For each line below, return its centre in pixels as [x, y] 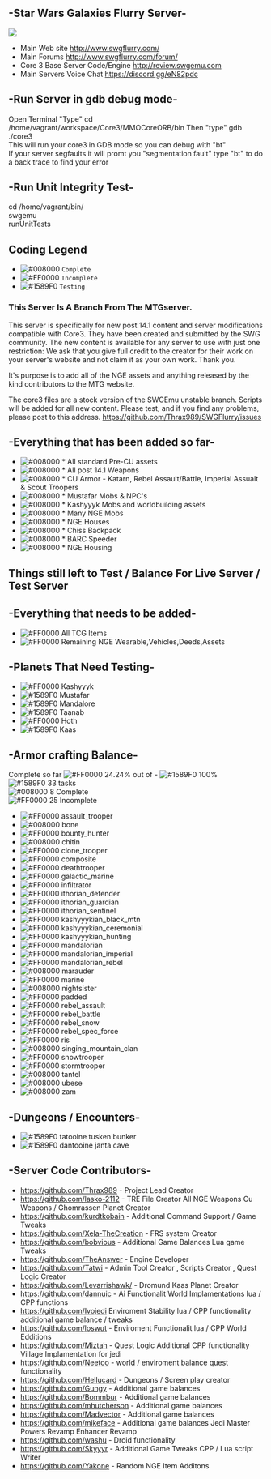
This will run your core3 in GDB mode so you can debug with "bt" [117, 144]
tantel [71, 1075]
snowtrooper [83, 1058]
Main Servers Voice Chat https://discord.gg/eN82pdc [109, 74]
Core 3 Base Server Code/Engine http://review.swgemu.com [121, 65]
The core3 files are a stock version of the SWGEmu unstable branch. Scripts [135, 400]
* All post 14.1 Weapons [101, 470]
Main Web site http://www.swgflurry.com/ [90, 48]
